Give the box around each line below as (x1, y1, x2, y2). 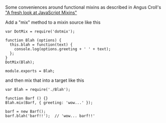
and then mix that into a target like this (5, 77, 84, 83)
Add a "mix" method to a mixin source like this (5, 20, 101, 25)
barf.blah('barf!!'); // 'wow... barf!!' (5, 113, 95, 118)
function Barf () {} (5, 96, 49, 101)
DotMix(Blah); (5, 60, 35, 65)
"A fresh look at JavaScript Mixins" (5, 10, 77, 16)
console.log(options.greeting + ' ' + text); (14, 47, 111, 52)
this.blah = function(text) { (10, 42, 73, 47)
